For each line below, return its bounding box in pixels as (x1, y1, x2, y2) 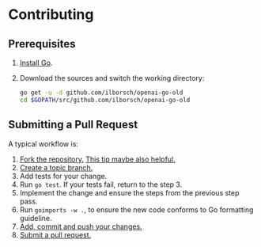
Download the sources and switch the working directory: (19, 74, 205, 82)
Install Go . (19, 58, 53, 67)
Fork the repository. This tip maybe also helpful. (19, 154, 176, 164)
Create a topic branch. (19, 162, 93, 172)
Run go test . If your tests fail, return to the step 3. (19, 180, 183, 189)
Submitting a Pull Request (8, 118, 138, 131)
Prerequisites (8, 37, 76, 51)
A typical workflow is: (8, 139, 79, 148)
